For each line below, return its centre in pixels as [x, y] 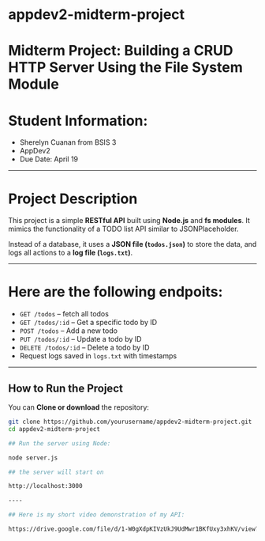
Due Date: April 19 [49, 159]
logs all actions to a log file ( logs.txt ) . [71, 253]
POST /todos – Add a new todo [69, 331]
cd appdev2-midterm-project [54, 429]
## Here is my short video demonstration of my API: [97, 515]
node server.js [33, 458]
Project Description [73, 199]
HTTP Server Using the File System [125, 68]
